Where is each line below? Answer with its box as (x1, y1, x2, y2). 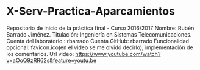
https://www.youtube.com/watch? (75, 50, 161, 57)
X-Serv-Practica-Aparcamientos (6, 4, 176, 18)
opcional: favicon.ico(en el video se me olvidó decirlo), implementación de (6, 44, 193, 51)
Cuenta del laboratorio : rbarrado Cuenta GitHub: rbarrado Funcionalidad (6, 37, 189, 44)
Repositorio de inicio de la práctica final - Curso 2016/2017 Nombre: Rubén (6, 24, 195, 32)
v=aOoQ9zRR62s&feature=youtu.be (6, 57, 96, 64)
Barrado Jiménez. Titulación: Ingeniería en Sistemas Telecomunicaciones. (6, 30, 192, 38)
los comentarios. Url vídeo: (6, 50, 74, 57)
